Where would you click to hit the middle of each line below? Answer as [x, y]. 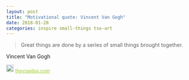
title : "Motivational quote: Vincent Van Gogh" [66, 17]
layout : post [22, 12]
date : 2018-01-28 [28, 23]
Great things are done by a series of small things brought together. [102, 45]
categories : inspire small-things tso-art [59, 28]
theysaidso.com [33, 71]
